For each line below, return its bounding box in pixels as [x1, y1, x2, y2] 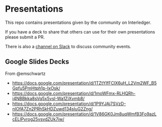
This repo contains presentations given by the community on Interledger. [5, 19, 151, 25]
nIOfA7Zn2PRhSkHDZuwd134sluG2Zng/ [12, 106, 93, 111]
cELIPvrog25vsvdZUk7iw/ [12, 116, 64, 122]
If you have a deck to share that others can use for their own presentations [5, 29, 155, 35]
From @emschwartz [5, 71, 46, 76]
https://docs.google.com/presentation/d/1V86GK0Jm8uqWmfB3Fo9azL [12, 111, 157, 117]
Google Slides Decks [5, 57, 69, 66]
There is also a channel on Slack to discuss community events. [5, 43, 132, 49]
